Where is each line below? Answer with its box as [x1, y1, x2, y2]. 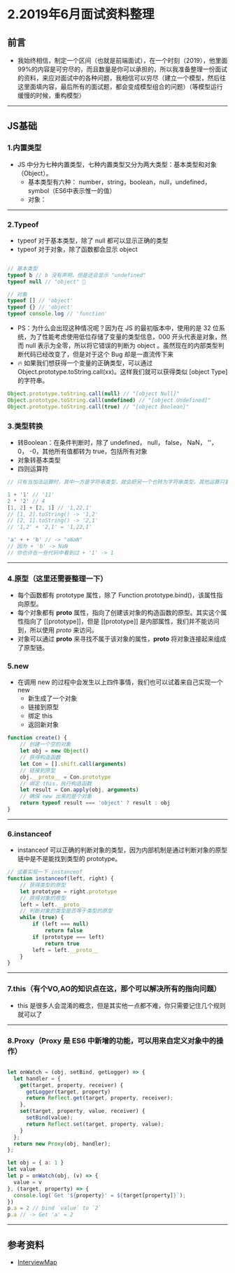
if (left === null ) [32, 920, 90, 927]
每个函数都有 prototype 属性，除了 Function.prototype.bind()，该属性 [17, 591, 217, 599]
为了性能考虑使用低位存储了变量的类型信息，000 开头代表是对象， [29, 333, 222, 341]
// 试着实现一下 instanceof [7, 869, 83, 876]
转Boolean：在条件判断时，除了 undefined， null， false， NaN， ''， [17, 439, 218, 447]
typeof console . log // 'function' [7, 311, 108, 318]
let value [7, 1166, 36, 1173]
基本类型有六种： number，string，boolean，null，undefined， [27, 178, 211, 186]
